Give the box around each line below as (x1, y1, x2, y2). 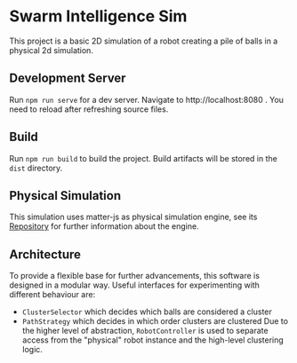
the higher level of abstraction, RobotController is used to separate (21, 326, 269, 336)
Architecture (9, 247, 82, 262)
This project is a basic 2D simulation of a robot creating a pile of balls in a (9, 36, 278, 46)
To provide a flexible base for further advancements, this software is (9, 271, 261, 281)
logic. (21, 344, 43, 355)
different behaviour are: (9, 289, 96, 300)
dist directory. (9, 162, 63, 173)
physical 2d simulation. (9, 44, 93, 55)
